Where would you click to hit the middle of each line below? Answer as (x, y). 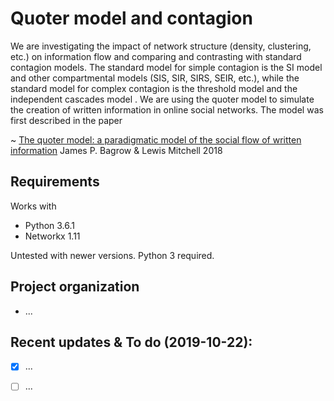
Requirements (55, 182)
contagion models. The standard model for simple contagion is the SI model (166, 67)
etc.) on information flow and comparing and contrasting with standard (156, 56)
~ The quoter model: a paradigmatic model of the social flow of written (156, 139)
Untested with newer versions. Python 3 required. (112, 255)
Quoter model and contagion (131, 18)
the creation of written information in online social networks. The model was (167, 109)
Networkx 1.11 (52, 236)
